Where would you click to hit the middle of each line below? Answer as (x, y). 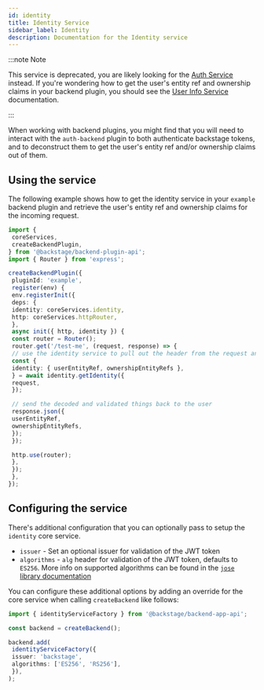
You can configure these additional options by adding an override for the (126, 591)
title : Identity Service (49, 23)
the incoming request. (44, 216)
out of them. (28, 155)
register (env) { (38, 288)
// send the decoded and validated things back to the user (112, 404)
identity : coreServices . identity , (68, 310)
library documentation (55, 576)
